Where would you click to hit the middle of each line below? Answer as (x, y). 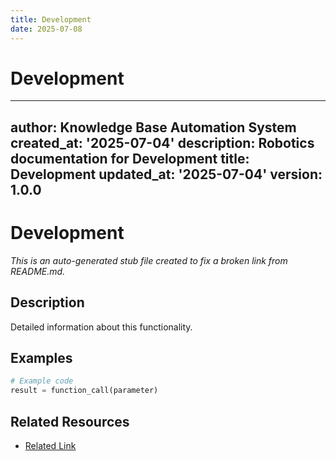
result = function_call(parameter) (84, 391)
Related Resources (70, 421)
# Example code (42, 381)
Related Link (50, 445)
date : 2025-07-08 (46, 29)
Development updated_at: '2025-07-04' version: (166, 174)
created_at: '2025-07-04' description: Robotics (162, 142)
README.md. (38, 271)
